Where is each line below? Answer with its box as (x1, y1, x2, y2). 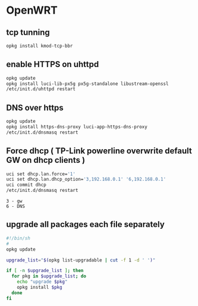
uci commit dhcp (6, 182, 46, 188)
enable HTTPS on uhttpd (6, 59, 99, 70)
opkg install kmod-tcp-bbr (6, 43, 73, 49)
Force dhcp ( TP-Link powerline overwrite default (6, 146, 192, 156)
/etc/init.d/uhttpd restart (6, 86, 76, 92)
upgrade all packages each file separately (6, 219, 165, 229)
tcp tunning (6, 27, 50, 37)
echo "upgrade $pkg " (17, 279, 68, 285)
